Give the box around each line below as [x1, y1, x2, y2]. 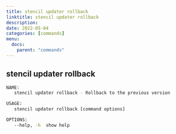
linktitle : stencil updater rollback [6, 14, 99, 20]
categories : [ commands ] [6, 31, 65, 37]
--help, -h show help [14, 122, 70, 128]
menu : [6, 36, 19, 42]
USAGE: [6, 101, 22, 107]
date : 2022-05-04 [6, 25, 49, 31]
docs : [11, 42, 25, 48]
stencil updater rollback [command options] [14, 106, 126, 112]
